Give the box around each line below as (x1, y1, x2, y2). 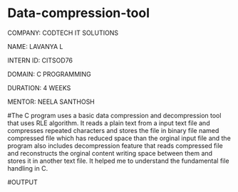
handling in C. (7, 164, 48, 172)
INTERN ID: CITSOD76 (7, 55, 73, 65)
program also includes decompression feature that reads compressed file (7, 141, 223, 150)
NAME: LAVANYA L (7, 42, 63, 50)
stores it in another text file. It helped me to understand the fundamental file (7, 156, 229, 165)
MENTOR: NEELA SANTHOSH (7, 97, 95, 106)
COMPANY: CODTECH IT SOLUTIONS (7, 28, 119, 37)
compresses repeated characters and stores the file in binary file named (7, 126, 219, 134)
